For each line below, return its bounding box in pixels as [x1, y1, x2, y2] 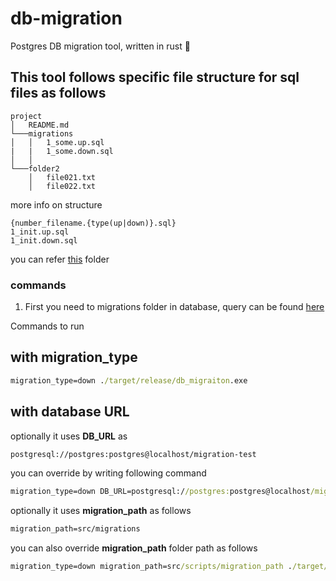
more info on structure [10, 198, 103, 211]
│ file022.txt [28, 181, 97, 191]
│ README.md [10, 120, 70, 130]
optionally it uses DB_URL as [10, 430, 128, 442]
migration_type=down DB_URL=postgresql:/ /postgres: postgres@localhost [10, 487, 311, 497]
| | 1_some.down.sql [10, 146, 114, 156]
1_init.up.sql [10, 227, 70, 237]
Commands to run [10, 320, 85, 332]
